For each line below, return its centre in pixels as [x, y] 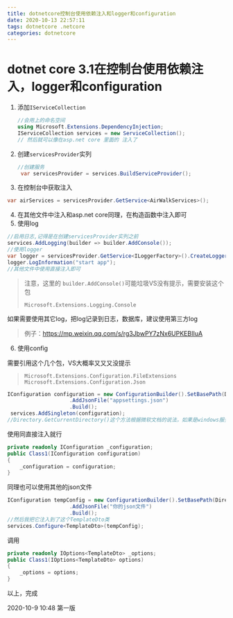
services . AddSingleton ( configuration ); [68, 413]
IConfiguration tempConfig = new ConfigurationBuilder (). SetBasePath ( [111, 500]
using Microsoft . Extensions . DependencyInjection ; [90, 127]
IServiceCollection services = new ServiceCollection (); [101, 133]
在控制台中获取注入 [45, 187]
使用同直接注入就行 [35, 434]
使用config [33, 348]
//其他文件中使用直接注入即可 [44, 269]
